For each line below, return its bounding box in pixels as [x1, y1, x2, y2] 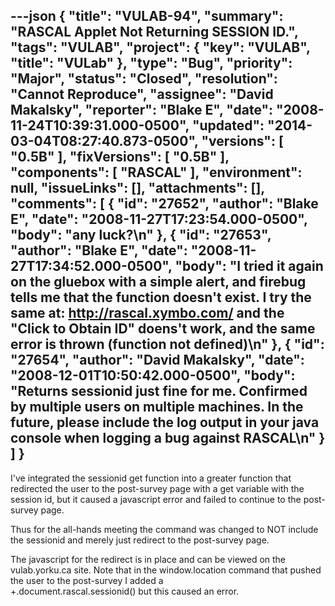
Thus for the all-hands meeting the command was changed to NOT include [10, 523, 319, 535]
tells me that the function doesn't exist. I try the [10, 289, 312, 306]
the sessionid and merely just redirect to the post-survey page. [10, 534, 270, 546]
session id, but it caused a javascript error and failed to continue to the [10, 493, 302, 505]
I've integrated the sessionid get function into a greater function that [10, 472, 292, 484]
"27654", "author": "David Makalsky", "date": [10, 352, 305, 369]
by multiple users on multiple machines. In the [10, 399, 304, 416]
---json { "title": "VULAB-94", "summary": [10, 8, 284, 25]
